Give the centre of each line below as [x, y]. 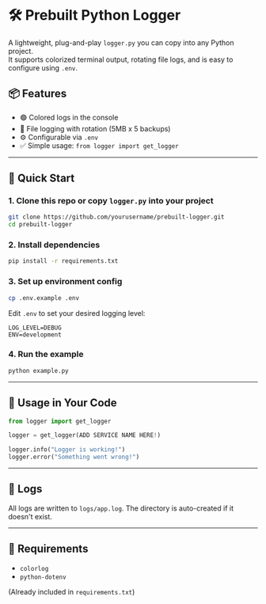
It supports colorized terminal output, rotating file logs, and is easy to [121, 59]
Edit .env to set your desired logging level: [77, 313]
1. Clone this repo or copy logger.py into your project [111, 201]
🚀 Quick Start [42, 179]
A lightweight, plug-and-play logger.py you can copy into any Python [122, 42]
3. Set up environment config [65, 282]
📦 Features [38, 94]
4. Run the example [46, 355]
